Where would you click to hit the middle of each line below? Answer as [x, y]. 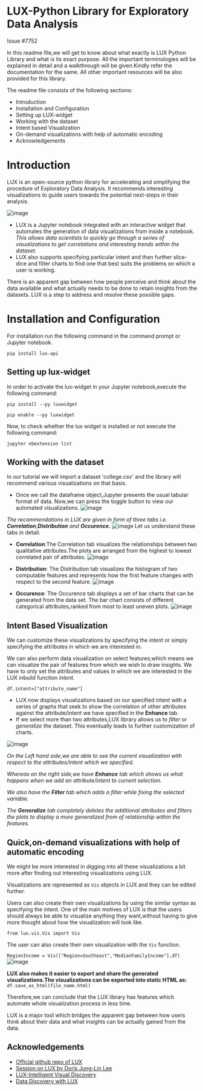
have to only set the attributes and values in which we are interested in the [99, 671]
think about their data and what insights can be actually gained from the [96, 1022]
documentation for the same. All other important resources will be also [95, 72]
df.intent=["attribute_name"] [45, 689]
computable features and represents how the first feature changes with [105, 575]
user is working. [36, 270]
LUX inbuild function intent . [41, 678]
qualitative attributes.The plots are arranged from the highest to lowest [104, 551]
